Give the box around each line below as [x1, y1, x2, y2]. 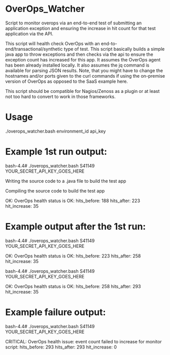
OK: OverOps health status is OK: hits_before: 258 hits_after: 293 [5, 283, 141, 289]
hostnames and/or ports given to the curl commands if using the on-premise [5, 73, 165, 79]
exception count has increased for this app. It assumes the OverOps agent [5, 56, 161, 62]
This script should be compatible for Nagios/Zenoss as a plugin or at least [5, 88, 160, 94]
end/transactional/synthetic [5, 46, 63, 52]
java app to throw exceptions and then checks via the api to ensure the [5, 51, 153, 57]
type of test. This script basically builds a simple [63, 46, 165, 52]
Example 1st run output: [5, 146, 108, 157]
